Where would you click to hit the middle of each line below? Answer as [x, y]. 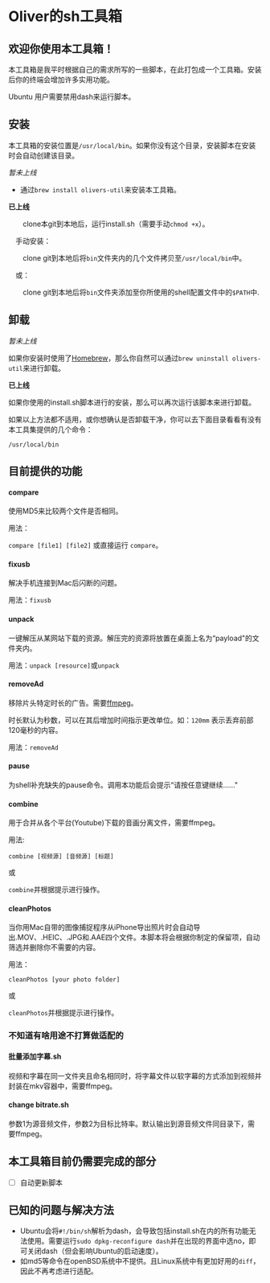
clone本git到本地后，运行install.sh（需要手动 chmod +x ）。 [116, 224]
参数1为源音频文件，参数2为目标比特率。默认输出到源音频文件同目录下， [128, 1124]
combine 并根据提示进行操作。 [56, 890]
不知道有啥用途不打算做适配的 [66, 1036]
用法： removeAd [33, 747]
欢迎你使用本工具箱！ [61, 49]
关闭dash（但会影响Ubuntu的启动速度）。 [95, 1251]
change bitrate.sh [39, 1105]
